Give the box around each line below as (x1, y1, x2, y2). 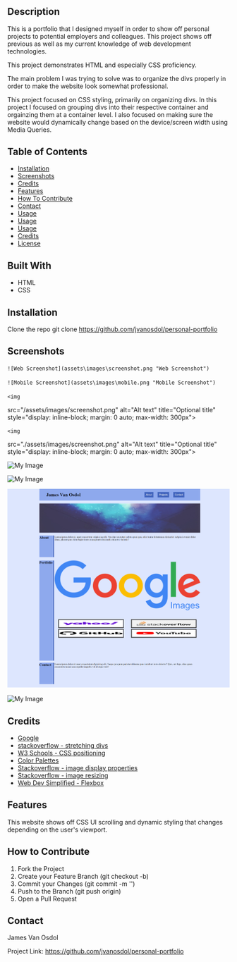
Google (17, 734, 39, 742)
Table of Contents (7, 146, 88, 157)
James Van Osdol (7, 933, 59, 942)
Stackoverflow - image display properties (17, 763, 138, 772)
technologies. (7, 47, 47, 55)
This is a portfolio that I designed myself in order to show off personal (7, 24, 209, 33)
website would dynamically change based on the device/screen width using (7, 118, 228, 126)
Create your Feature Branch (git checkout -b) (17, 872, 150, 880)
